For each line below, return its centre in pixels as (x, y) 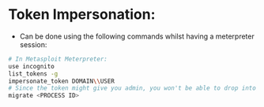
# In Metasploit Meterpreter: (58, 59)
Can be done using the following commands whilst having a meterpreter (137, 36)
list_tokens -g (33, 74)
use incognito (32, 66)
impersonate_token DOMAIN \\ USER (61, 81)
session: (33, 44)
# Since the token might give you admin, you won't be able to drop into (132, 88)
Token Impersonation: (82, 15)
